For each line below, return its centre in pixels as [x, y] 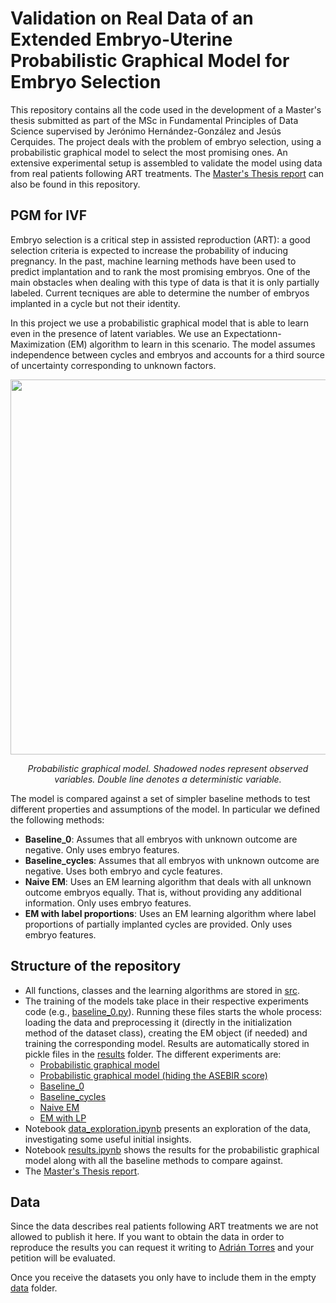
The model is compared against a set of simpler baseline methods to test [160, 798]
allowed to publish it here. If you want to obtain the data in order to [147, 1237]
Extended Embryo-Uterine [121, 39]
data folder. [34, 1288]
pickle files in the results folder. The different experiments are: [153, 1054]
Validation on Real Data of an [132, 18]
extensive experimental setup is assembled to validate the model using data [166, 163]
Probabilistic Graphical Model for [150, 61]
